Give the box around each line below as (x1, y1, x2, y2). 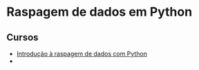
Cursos (6, 32, 39, 43)
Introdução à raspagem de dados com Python (16, 49, 148, 58)
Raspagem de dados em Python (6, 4, 193, 20)
